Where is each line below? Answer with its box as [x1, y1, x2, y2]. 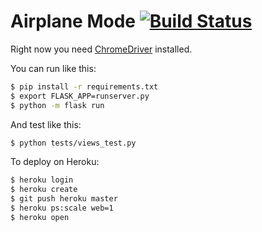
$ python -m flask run [10, 100, 105, 110]
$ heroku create [10, 185, 78, 195]
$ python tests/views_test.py [10, 138, 137, 148]
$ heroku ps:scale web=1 [10, 203, 114, 214]
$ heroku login [10, 175, 74, 185]
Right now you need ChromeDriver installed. [10, 43, 193, 55]
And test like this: [10, 118, 82, 130]
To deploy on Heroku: [10, 156, 100, 168]
